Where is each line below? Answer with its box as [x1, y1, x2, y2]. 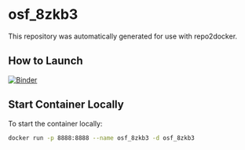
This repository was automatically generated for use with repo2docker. [8, 31, 238, 41]
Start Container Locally [8, 98, 124, 112]
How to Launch [8, 54, 84, 68]
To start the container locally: [8, 119, 103, 128]
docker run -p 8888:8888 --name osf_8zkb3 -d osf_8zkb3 [8, 134, 195, 142]
